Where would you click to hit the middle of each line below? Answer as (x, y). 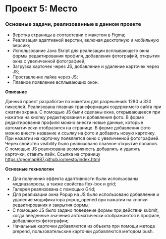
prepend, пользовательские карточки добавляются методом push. (83, 232)
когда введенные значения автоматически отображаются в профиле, (86, 216)
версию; (21, 46)
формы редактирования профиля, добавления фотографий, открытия (86, 56)
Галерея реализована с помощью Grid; (54, 189)
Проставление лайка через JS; (45, 77)
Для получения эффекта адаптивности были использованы (75, 179)
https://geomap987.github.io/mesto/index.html (53, 160)
